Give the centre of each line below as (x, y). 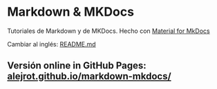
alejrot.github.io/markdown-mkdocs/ (89, 76)
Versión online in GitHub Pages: (77, 66)
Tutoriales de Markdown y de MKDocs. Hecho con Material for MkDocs (108, 31)
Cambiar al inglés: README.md (51, 44)
